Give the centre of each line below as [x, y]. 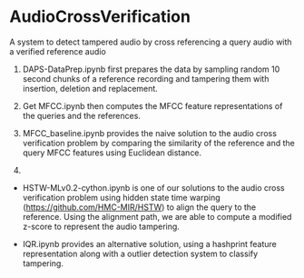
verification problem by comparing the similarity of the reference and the [158, 143]
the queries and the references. [81, 115]
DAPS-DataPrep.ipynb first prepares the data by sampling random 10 [151, 69]
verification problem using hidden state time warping [121, 197]
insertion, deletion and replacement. [90, 88]
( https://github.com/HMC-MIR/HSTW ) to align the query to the [139, 207]
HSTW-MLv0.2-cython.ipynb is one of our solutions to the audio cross [154, 187]
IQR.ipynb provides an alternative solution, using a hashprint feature [149, 243]
